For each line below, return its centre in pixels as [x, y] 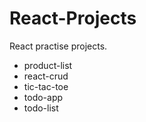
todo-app [43, 97]
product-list [48, 65]
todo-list [41, 108]
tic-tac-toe [46, 86]
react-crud [46, 76]
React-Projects [73, 18]
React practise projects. [58, 46]
